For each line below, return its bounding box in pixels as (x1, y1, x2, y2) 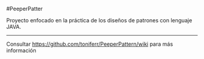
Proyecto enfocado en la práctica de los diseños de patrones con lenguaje (6, 17, 192, 23)
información (6, 47, 36, 54)
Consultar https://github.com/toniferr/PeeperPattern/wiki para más (6, 40, 173, 48)
